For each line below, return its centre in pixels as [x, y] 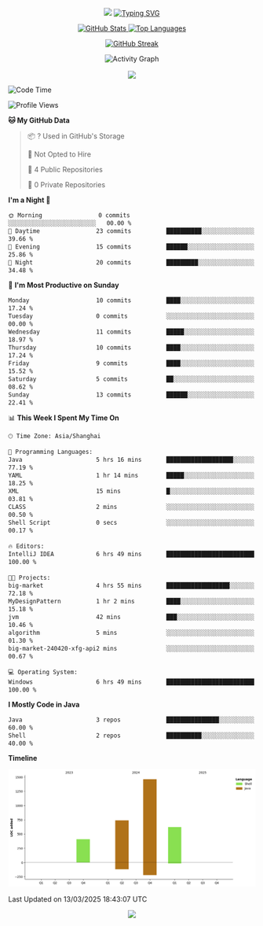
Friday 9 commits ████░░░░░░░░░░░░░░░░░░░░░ [131, 363]
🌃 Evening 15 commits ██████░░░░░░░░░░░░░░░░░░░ [131, 247]
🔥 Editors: [26, 547]
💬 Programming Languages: [50, 452]
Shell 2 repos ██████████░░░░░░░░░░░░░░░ [131, 736]
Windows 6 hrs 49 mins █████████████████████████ [131, 682]
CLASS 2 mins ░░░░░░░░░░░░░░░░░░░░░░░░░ [131, 507]
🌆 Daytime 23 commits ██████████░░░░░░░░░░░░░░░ [131, 231]
